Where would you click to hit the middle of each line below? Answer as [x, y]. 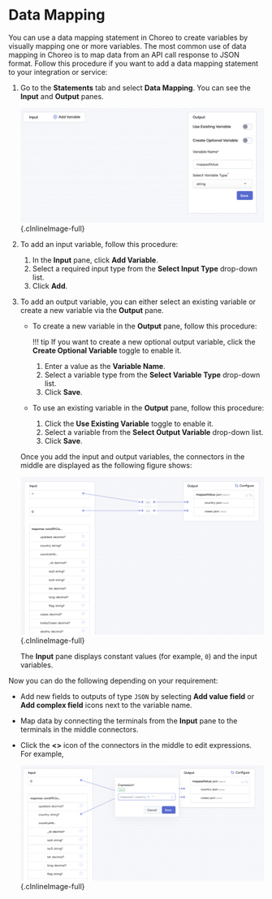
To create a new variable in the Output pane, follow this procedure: [145, 326]
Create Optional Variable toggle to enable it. [107, 350]
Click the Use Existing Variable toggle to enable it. [129, 423]
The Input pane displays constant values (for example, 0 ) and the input [138, 656]
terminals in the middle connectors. [79, 729]
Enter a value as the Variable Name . [105, 366]
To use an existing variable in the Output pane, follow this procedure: [148, 407]
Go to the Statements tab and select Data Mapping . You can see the [136, 88]
